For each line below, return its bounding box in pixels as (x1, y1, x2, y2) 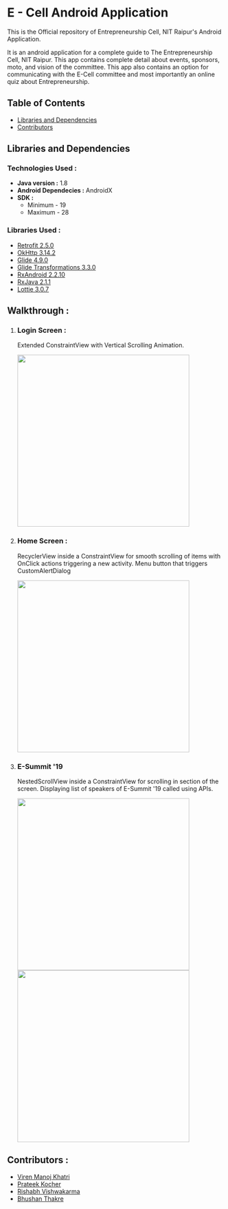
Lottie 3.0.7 (16, 285, 49, 293)
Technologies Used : (7, 164, 77, 173)
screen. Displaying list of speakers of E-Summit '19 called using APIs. (16, 785, 214, 793)
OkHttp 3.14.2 (16, 248, 56, 257)
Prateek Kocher (16, 1179, 62, 1188)
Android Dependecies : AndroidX (16, 186, 113, 195)
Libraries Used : (7, 226, 61, 235)
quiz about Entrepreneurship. (7, 77, 90, 85)
